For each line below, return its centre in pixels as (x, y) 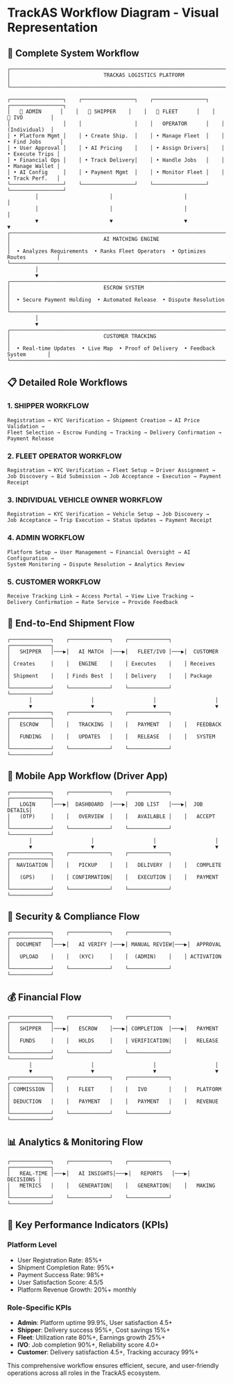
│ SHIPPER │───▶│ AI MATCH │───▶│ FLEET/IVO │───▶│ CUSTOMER (113, 651)
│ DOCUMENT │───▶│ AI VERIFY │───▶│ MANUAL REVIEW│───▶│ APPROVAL (114, 945)
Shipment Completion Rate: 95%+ (66, 1267)
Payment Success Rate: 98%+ (61, 1274)
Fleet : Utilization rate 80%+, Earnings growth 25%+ (91, 1337)
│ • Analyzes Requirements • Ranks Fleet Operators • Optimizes (107, 251)
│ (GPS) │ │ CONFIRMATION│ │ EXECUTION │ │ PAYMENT (113, 877)
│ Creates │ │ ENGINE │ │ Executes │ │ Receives (111, 664)
